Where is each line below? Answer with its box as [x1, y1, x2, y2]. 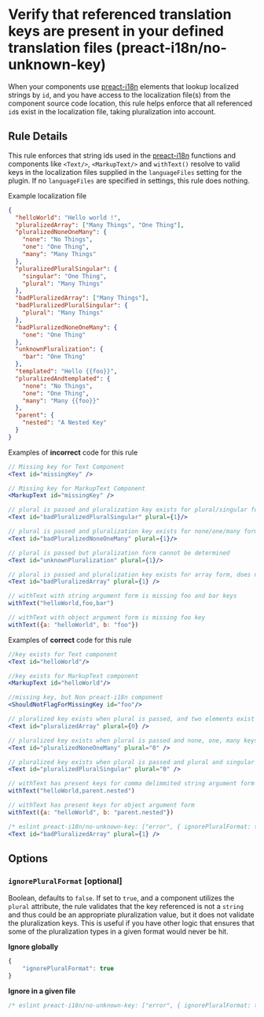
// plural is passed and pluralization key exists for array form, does [8, 570, 251, 578]
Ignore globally [8, 942, 59, 952]
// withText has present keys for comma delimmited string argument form [8, 780, 255, 788]
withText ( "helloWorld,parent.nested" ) [8, 787, 135, 795]
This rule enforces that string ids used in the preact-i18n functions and [8, 150, 236, 160]
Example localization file [8, 191, 87, 200]
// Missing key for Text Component [8, 462, 125, 470]
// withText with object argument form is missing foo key [8, 614, 206, 622]
